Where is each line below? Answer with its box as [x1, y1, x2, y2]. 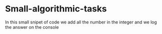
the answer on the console [5, 24, 59, 30]
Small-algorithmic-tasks [5, 3, 107, 14]
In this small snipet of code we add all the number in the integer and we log [5, 19, 157, 25]
